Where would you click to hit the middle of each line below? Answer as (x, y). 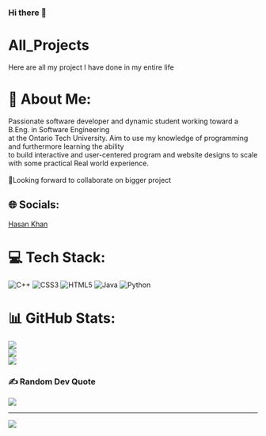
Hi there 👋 (28, 13)
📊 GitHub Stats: (62, 318)
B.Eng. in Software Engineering (59, 129)
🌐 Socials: (34, 205)
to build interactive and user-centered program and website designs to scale (133, 154)
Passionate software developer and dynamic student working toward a (123, 121)
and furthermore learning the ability (66, 146)
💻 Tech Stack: (57, 257)
